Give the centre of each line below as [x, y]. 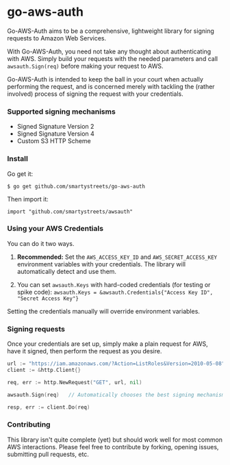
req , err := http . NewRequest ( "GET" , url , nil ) [75, 382]
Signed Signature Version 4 [55, 134]
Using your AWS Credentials [55, 229]
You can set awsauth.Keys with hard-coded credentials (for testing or [114, 284]
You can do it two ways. [41, 243]
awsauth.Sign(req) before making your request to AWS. [85, 66]
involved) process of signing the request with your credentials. [95, 94]
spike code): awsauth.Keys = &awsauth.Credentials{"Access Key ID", [115, 292]
